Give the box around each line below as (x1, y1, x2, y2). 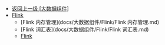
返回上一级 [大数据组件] (11, 5, 69, 12)
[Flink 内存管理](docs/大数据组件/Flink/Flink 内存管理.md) (20, 19, 160, 25)
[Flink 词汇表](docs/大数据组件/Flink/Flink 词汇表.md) (20, 26, 149, 33)
